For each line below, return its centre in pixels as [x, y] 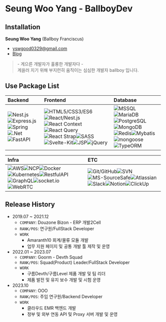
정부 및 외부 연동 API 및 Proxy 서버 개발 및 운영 [72, 314]
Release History [30, 205]
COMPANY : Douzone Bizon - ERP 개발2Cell [60, 222]
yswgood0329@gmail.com [40, 48]
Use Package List [32, 86]
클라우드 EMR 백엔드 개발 [52, 308]
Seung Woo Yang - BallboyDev [69, 9]
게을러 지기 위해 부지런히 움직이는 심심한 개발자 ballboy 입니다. [78, 70]
